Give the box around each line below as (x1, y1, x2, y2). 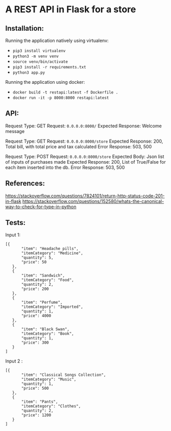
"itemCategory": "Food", (21, 278, 74, 283)
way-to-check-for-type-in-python (5, 203, 77, 210)
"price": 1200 (21, 413, 52, 418)
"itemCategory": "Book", (21, 331, 74, 336)
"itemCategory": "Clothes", (21, 404, 81, 409)
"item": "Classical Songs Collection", (21, 372, 106, 378)
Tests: (5, 218, 26, 227)
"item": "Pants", (21, 399, 58, 404)
